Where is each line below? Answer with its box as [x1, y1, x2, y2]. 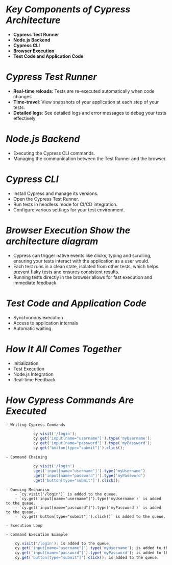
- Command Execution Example [6, 532, 68, 537]
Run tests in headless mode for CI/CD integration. [13, 201, 118, 207]
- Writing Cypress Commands [6, 422, 66, 427]
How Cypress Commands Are [6, 394, 134, 406]
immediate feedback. [13, 279, 58, 286]
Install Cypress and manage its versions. [13, 190, 99, 197]
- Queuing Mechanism [6, 487, 50, 492]
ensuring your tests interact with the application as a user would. [13, 257, 150, 264]
